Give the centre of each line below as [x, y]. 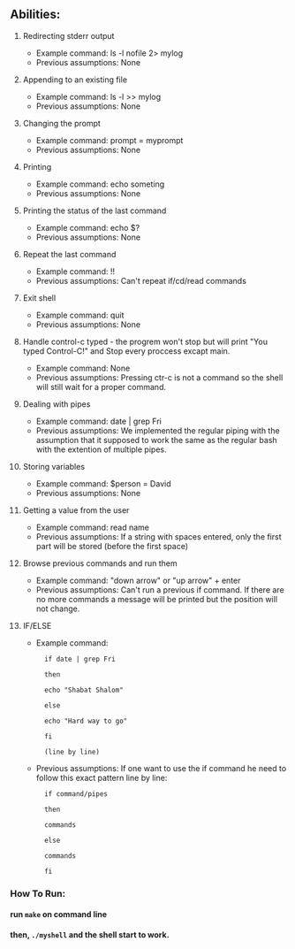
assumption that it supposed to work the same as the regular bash [156, 440]
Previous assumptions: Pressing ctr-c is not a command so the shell [159, 377]
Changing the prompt [61, 123]
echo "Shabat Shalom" [84, 690]
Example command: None [83, 368]
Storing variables [54, 466]
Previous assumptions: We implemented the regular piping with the [158, 430]
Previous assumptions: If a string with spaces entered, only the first [159, 536]
